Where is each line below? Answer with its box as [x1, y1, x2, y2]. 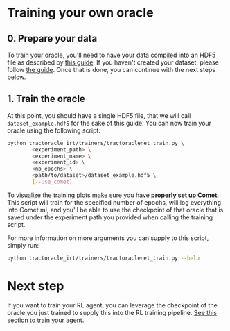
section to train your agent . [7, 316, 85, 324]
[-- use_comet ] [32, 178, 73, 185]
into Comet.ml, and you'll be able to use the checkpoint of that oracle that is [7, 205, 224, 214]
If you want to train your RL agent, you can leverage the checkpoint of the [7, 300, 218, 309]
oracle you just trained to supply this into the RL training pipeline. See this [7, 308, 217, 316]
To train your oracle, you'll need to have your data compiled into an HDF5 [7, 51, 216, 59]
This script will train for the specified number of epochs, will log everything [7, 198, 222, 206]
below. [7, 73, 26, 81]
